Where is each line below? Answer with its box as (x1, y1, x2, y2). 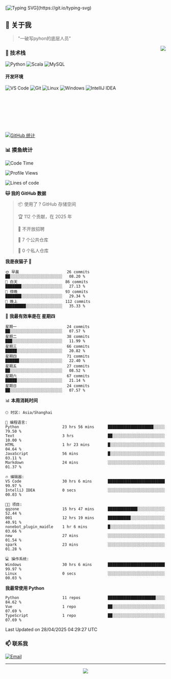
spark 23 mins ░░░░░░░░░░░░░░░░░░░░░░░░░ (5, 542, 165, 547)
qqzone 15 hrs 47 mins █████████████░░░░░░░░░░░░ (5, 506, 165, 512)
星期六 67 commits (5, 373, 90, 379)
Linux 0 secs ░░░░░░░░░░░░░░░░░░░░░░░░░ (5, 571, 165, 576)
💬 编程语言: (5, 420, 28, 425)
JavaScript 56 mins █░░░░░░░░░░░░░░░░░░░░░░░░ (5, 451, 165, 456)
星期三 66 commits (5, 344, 90, 349)
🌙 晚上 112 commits (5, 299, 91, 304)
